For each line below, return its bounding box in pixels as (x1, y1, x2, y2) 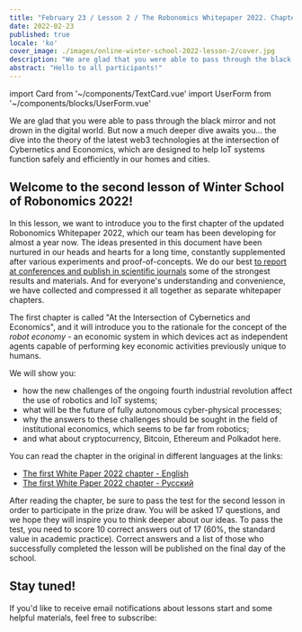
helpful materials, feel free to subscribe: (9, 612, 157, 623)
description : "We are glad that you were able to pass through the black (9, 55, 292, 64)
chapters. (9, 294, 45, 305)
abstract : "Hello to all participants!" (9, 64, 164, 73)
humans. (9, 350, 42, 361)
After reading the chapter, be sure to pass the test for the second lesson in (9, 495, 286, 506)
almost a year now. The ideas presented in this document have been (9, 236, 262, 248)
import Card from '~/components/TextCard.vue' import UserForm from (9, 87, 271, 99)
